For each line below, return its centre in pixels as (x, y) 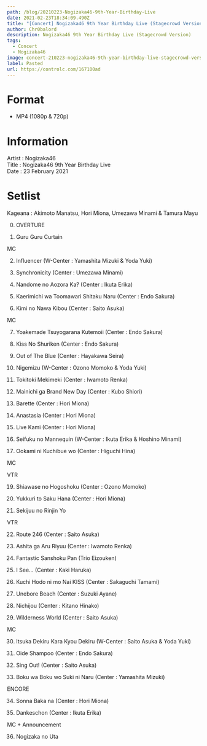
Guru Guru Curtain (39, 237)
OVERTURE (30, 225)
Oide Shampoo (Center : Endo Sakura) (64, 653)
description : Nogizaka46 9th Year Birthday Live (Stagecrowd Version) (99, 35)
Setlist (24, 196)
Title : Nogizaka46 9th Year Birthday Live (59, 165)
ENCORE (18, 689)
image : (15, 58)
